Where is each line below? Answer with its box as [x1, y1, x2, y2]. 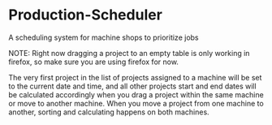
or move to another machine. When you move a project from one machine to [8, 98, 264, 108]
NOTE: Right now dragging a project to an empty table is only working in [8, 48, 250, 58]
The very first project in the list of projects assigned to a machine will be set [8, 72, 262, 82]
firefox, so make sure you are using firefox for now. [8, 57, 179, 67]
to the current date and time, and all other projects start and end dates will [8, 81, 257, 91]
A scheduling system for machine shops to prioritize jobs [8, 32, 199, 42]
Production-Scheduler [8, 6, 162, 24]
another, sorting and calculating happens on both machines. [8, 107, 209, 117]
